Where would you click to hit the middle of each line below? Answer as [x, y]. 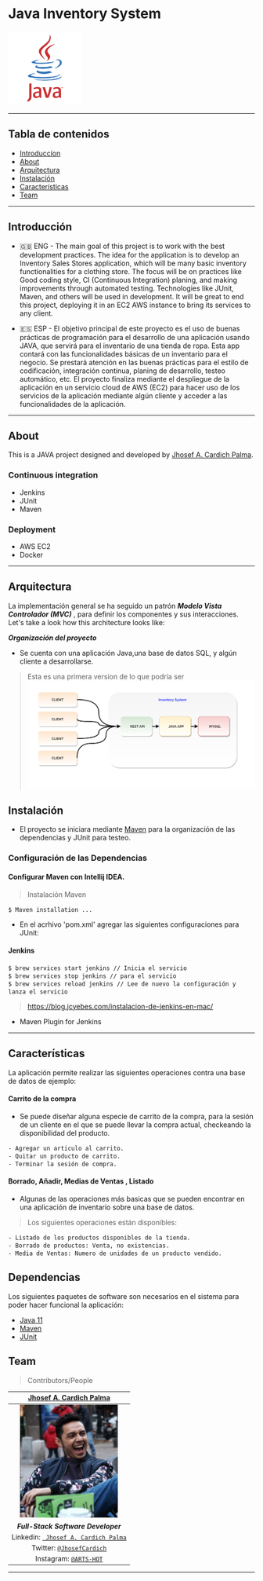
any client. [36, 313]
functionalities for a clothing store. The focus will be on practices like [131, 271]
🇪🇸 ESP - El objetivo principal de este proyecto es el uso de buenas [130, 328]
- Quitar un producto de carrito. [65, 1156]
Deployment [32, 529]
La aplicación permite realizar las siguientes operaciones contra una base [127, 1072]
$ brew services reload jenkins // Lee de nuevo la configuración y [122, 984]
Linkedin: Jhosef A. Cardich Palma [69, 1537]
